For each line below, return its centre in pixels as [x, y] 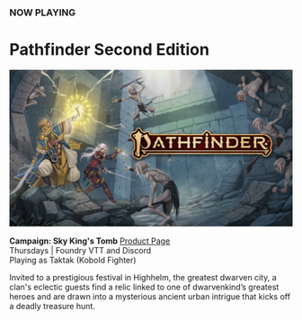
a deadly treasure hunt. [53, 307]
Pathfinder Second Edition [109, 50]
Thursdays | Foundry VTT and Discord [80, 251]
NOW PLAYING [43, 13]
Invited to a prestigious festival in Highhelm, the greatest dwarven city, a [143, 278]
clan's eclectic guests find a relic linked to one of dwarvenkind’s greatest [144, 287]
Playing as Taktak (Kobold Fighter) [73, 260]
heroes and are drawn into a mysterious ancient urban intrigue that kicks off [150, 297]
